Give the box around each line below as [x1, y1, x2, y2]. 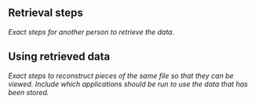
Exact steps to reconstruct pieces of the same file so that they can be [8, 71, 234, 80]
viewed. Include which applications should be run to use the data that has [8, 79, 249, 89]
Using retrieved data [8, 50, 111, 64]
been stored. [8, 87, 49, 97]
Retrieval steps [8, 6, 84, 20]
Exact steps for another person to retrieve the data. [8, 27, 175, 36]
